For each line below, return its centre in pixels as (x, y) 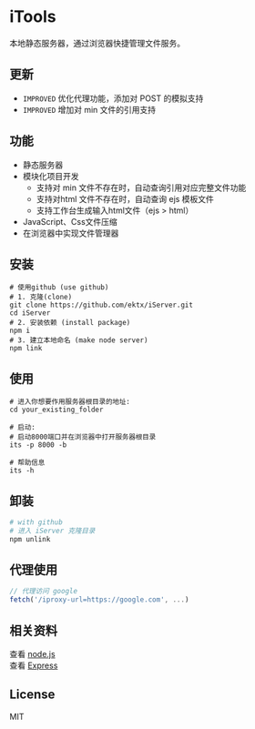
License (32, 695)
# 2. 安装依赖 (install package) (70, 323)
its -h (22, 471)
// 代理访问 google (44, 592)
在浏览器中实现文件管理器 (71, 233)
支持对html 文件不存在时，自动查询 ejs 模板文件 (125, 198)
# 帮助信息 (27, 463)
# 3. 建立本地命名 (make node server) (79, 340)
